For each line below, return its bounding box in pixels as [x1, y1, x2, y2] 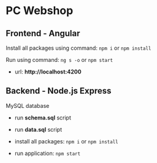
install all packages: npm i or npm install [14, 137, 118, 145]
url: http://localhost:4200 [14, 68, 82, 75]
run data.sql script [14, 126, 63, 133]
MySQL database [6, 102, 50, 109]
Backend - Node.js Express [6, 86, 112, 96]
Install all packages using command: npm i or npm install [6, 44, 151, 51]
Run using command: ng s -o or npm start [6, 56, 113, 63]
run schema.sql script [14, 114, 72, 121]
